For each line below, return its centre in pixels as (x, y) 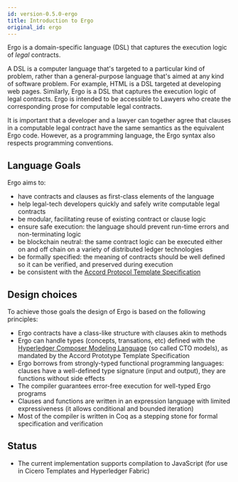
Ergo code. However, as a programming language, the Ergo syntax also (111, 135)
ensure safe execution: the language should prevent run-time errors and (123, 227)
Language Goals (44, 166)
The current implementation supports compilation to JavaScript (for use (123, 463)
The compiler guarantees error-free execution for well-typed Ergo (114, 386)
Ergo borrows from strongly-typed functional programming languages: (121, 363)
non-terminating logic (49, 234)
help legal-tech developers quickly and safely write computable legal (119, 204)
